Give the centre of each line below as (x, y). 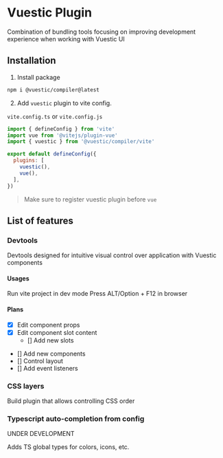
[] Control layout (40, 361)
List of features (40, 220)
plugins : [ (29, 161)
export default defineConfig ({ (52, 154)
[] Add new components (51, 353)
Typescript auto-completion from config (76, 419)
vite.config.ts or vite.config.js (55, 116)
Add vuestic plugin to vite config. (64, 103)
